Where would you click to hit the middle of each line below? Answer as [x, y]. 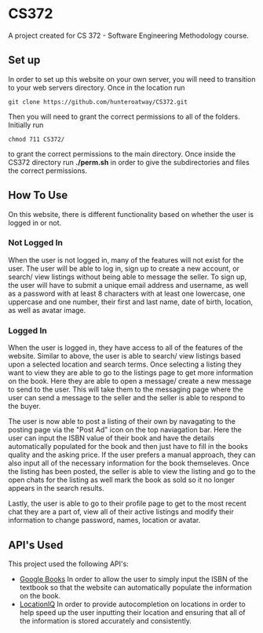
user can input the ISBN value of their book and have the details [111, 438]
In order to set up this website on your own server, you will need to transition [132, 79]
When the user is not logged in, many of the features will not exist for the [126, 259]
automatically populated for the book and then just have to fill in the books [128, 447]
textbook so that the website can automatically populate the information [136, 587]
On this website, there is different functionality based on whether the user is [131, 214]
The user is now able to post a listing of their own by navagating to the [122, 421]
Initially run [26, 125]
